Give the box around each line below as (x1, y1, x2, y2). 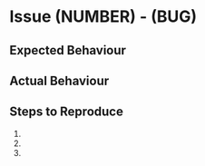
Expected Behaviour (9, 43, 127, 58)
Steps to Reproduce (9, 104, 124, 120)
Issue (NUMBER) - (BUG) (9, 6, 198, 27)
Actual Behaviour (9, 73, 110, 88)
